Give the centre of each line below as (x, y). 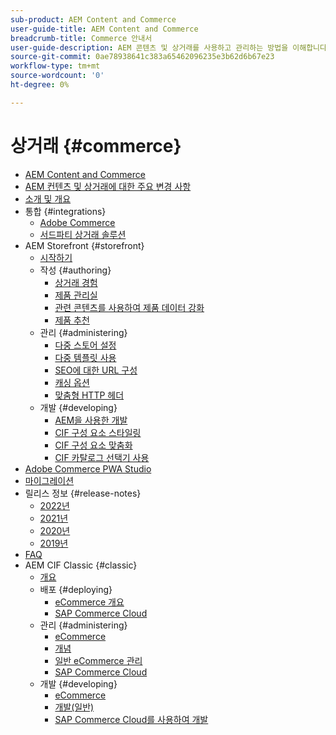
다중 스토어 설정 (85, 345)
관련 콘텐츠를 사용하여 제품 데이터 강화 (129, 307)
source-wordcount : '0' (57, 76)
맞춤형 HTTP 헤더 (89, 395)
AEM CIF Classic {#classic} (81, 565)
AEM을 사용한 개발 (91, 420)
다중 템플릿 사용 (85, 357)
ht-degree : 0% (40, 85)
